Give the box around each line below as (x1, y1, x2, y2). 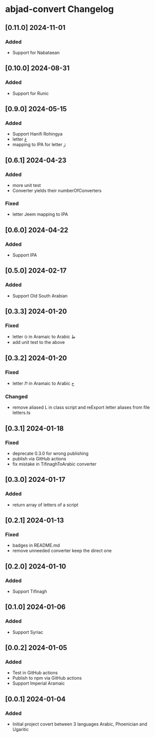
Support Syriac (12, 629, 44, 635)
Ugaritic (12, 727, 29, 733)
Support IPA (12, 252, 37, 258)
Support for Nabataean (12, 49, 60, 55)
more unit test (12, 182, 41, 188)
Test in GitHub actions (12, 670, 58, 676)
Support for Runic (12, 90, 49, 96)
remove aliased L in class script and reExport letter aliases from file (12, 405, 150, 411)
